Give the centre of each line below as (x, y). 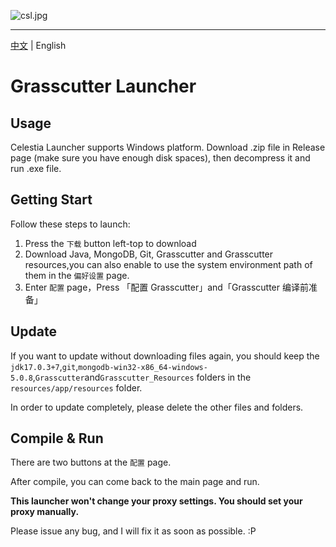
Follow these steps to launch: (70, 224)
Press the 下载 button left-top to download (110, 243)
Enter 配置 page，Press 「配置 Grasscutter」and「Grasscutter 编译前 (166, 287)
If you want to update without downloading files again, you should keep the (165, 356)
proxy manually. (45, 512)
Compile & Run (57, 438)
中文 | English (38, 45)
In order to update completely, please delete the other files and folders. (157, 407)
